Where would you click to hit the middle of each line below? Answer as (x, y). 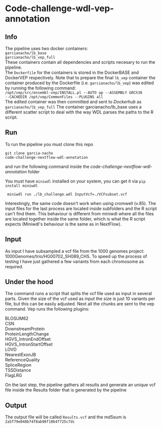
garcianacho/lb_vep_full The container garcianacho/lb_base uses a (73, 107)
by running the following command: (41, 88)
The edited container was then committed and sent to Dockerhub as (73, 102)
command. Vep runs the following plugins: (47, 309)
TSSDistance (18, 370)
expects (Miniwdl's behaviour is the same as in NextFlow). (63, 224)
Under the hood (29, 282)
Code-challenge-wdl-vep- (60, 9)
